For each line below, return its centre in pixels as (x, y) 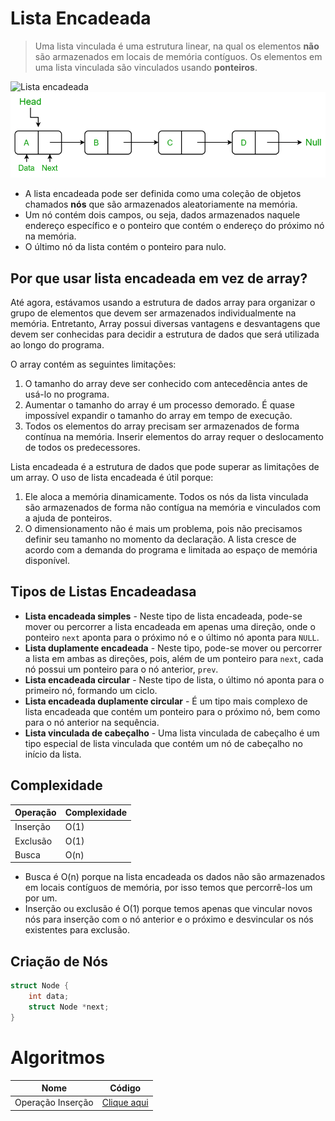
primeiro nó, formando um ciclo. (91, 690)
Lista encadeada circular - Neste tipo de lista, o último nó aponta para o (174, 679)
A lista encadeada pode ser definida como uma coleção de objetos (163, 194)
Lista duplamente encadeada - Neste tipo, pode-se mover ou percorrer (173, 648)
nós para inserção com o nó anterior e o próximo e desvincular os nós (169, 919)
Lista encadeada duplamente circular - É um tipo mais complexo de (166, 701)
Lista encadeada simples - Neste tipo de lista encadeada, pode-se (163, 616)
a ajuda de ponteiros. (68, 518)
